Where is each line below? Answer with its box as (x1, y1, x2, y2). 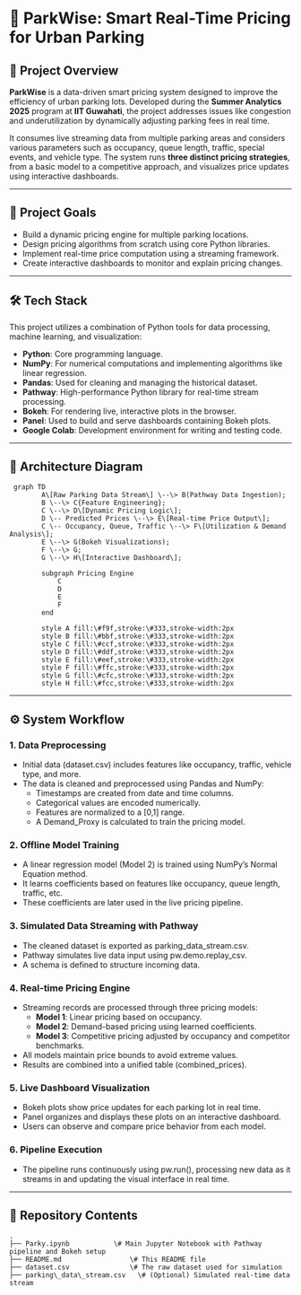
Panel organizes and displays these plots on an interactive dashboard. (21, 1112, 281, 1123)
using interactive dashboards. (9, 171, 119, 181)
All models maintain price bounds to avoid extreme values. (21, 1050, 239, 1061)
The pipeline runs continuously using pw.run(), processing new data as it (21, 1164, 291, 1175)
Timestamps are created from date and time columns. (35, 788, 235, 799)
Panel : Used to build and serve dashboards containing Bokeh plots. (21, 415, 271, 425)
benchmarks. (35, 1040, 85, 1051)
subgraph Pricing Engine (41, 569, 134, 578)
